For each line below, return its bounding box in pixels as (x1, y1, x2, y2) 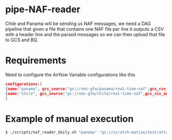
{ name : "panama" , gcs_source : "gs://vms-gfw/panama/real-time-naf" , (5, 86, 150, 91)
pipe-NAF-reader (5, 4, 81, 15)
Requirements (5, 55, 67, 66)
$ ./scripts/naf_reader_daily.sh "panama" (5, 130, 97, 135)
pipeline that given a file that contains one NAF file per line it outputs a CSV (5, 26, 164, 32)
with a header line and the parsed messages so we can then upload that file (5, 31, 165, 37)
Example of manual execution (5, 113, 134, 125)
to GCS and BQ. (5, 37, 38, 43)
